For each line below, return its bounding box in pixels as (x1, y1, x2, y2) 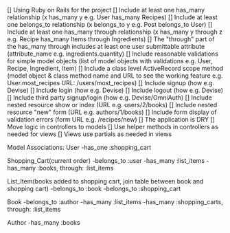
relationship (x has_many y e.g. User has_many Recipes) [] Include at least (7, 13, 218, 21)
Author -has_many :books (7, 219, 80, 226)
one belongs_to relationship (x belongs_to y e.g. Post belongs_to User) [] (7, 21, 213, 28)
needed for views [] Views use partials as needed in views (7, 130, 172, 138)
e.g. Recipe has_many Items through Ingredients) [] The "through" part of (7, 35, 215, 43)
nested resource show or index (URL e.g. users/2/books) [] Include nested (7, 101, 218, 109)
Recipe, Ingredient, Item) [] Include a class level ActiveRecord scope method (7, 65, 224, 72)
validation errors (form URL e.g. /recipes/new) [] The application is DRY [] (7, 115, 215, 123)
